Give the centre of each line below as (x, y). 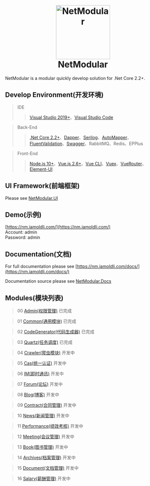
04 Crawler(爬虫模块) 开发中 (46, 353)
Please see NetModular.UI (32, 198)
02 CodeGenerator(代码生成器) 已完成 (56, 332)
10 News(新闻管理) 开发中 (43, 415)
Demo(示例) (23, 215)
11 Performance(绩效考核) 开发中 (50, 426)
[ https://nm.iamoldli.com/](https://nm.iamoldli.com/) (58, 227)
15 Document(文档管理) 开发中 (48, 468)
